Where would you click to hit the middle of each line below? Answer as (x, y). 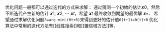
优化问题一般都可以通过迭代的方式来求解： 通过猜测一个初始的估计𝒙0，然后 (82, 7)
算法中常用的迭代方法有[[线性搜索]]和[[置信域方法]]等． (62, 26)
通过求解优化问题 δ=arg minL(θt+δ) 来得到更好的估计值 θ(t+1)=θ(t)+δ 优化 (83, 19)
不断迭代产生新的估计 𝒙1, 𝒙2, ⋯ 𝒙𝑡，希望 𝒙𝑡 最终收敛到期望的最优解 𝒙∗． (79, 13)
